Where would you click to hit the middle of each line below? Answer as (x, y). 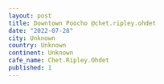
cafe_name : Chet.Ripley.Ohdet (59, 61)
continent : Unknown (41, 53)
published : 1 (30, 68)
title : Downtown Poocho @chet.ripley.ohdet (82, 23)
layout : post (30, 16)
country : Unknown (37, 46)
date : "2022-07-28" (41, 30)
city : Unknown (32, 38)
